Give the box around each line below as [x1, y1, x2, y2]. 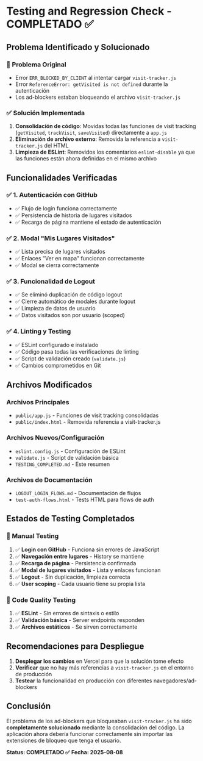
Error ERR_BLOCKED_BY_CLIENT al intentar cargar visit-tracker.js [15, 74, 177, 81]
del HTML [44, 142, 69, 149]
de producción [15, 670, 52, 677]
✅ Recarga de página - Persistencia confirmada [15, 559, 137, 566]
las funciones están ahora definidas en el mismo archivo [15, 155, 157, 162]
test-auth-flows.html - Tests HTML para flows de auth [15, 496, 154, 504]
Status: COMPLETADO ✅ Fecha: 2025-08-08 [6, 748, 123, 756]
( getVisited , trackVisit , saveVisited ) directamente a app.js [15, 129, 168, 137]
